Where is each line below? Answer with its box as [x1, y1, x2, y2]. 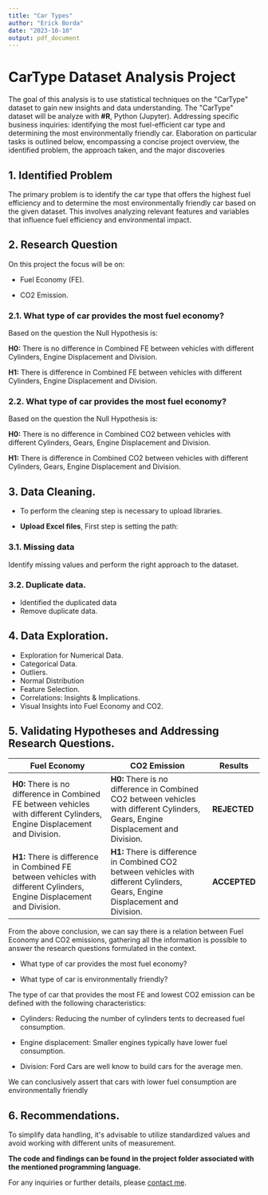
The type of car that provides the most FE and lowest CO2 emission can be [8, 990, 255, 1000]
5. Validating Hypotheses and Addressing [8, 725, 219, 738]
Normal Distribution [19, 675, 85, 686]
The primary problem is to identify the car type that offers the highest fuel [8, 190, 251, 199]
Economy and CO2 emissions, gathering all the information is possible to [8, 935, 247, 945]
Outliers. [19, 667, 48, 677]
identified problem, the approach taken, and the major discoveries [8, 145, 226, 155]
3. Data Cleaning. [8, 485, 97, 498]
